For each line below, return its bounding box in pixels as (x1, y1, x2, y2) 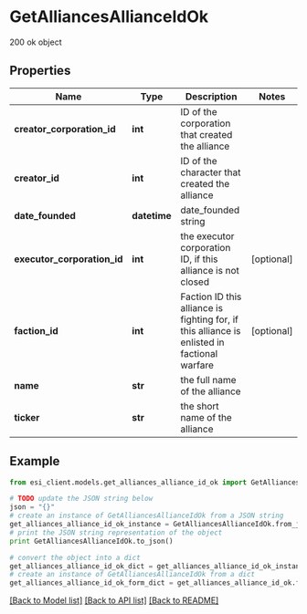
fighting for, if (180, 313, 239, 326)
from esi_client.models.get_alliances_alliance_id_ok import (9, 477, 248, 487)
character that (180, 166, 241, 179)
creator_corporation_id (14, 122, 116, 135)
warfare (180, 359, 215, 371)
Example (9, 453, 60, 469)
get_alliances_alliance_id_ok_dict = (9, 561, 153, 571)
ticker (14, 411, 40, 423)
